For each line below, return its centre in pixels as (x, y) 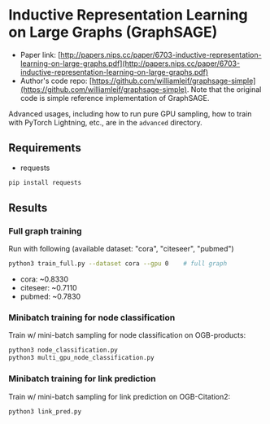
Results (28, 208)
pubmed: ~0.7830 (50, 297)
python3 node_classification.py (63, 350)
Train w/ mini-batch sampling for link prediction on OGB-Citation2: (120, 396)
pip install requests (45, 182)
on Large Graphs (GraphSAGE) (113, 32)
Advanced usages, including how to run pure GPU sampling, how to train (130, 114)
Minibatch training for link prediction (82, 378)
